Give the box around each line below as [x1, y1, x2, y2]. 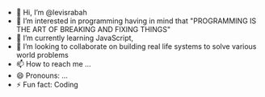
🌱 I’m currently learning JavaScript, [15, 33, 134, 42]
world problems [15, 51, 69, 59]
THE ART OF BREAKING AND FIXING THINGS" [15, 25, 171, 34]
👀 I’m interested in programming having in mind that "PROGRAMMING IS [15, 16, 257, 26]
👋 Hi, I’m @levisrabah [15, 8, 87, 17]
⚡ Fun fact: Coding [15, 80, 78, 89]
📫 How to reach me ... [15, 59, 91, 68]
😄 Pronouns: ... [15, 71, 69, 80]
